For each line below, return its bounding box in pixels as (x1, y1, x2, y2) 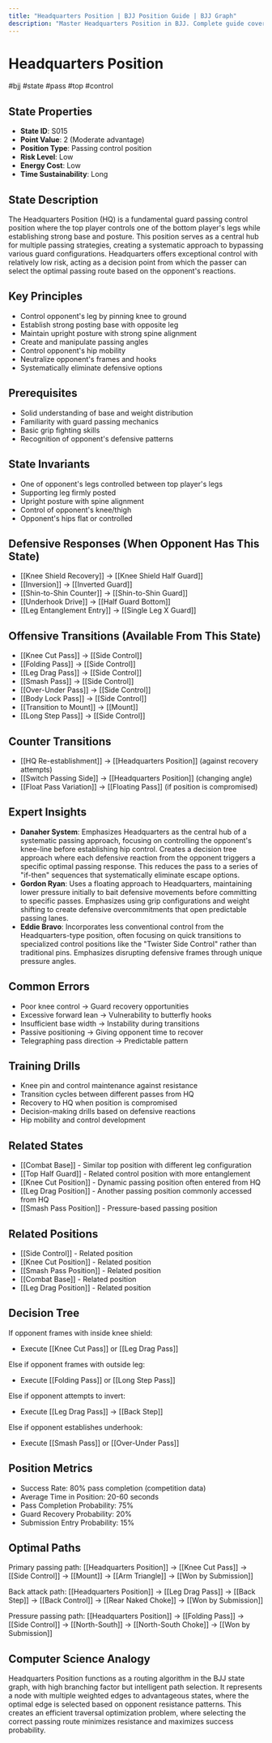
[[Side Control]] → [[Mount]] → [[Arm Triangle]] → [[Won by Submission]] (8, 1571, 253, 1581)
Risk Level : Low (19, 152, 74, 162)
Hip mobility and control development (19, 1115, 146, 1125)
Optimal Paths (8, 1541, 81, 1555)
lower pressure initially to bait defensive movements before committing (19, 887, 257, 897)
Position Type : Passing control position (19, 144, 152, 153)
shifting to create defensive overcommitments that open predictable (19, 904, 247, 914)
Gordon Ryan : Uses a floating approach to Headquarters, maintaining (19, 878, 253, 889)
